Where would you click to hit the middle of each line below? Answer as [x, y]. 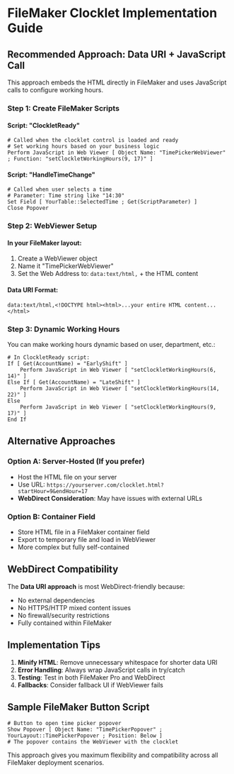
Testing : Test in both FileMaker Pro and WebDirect [91, 677]
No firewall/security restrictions [63, 615]
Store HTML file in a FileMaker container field [83, 532]
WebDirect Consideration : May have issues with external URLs [110, 498]
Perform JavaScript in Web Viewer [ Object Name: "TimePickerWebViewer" [117, 153]
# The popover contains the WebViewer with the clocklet [93, 742]
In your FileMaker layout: [45, 243]
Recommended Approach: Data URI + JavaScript [117, 54]
